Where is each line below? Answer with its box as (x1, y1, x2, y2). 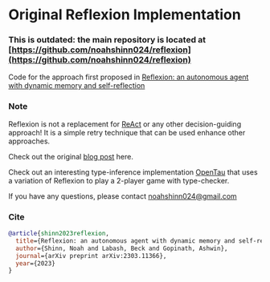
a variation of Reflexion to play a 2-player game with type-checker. (8, 175, 230, 185)
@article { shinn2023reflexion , (8, 230, 110, 238)
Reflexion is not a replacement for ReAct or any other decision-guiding (8, 119, 242, 129)
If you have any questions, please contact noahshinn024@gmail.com (8, 191, 237, 201)
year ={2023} (15, 259, 56, 268)
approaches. (8, 136, 51, 146)
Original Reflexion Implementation (8, 6, 241, 24)
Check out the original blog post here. (8, 151, 134, 161)
